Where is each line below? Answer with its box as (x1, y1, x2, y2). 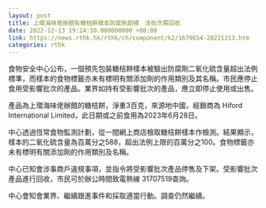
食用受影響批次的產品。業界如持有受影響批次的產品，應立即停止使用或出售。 (8, 84, 258, 94)
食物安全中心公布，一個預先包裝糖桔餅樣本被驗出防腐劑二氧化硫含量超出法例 (8, 64, 258, 74)
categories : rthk (8, 41, 66, 49)
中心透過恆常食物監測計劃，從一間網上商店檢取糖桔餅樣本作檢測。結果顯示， (8, 128, 258, 137)
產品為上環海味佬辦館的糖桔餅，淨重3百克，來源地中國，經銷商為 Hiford (8, 101, 243, 110)
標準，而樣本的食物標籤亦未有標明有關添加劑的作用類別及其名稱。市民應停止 (8, 74, 258, 83)
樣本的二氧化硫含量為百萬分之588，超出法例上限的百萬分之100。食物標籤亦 (8, 137, 255, 147)
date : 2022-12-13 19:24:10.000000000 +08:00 (8, 26, 158, 34)
